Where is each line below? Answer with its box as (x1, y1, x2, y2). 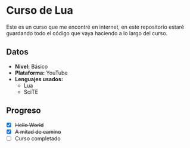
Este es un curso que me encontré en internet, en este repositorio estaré (6, 23, 185, 30)
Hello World (14, 121, 44, 128)
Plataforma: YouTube (14, 69, 68, 76)
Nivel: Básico (14, 63, 48, 70)
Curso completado (14, 135, 61, 142)
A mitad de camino (14, 128, 61, 135)
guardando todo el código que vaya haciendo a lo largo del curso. (6, 29, 168, 36)
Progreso (6, 106, 41, 116)
